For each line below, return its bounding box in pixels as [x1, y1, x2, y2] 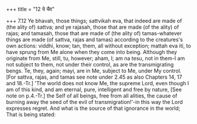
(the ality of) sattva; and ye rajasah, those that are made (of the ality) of [6, 24, 179, 31]
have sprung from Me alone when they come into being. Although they [6, 49, 178, 55]
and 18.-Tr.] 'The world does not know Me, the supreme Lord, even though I [6, 80, 189, 86]
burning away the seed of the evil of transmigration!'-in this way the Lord [6, 99, 183, 105]
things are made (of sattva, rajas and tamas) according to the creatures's [6, 36, 183, 43]
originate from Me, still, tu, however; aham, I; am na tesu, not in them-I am [6, 55, 185, 62]
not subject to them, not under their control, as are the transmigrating [6, 61, 174, 68]
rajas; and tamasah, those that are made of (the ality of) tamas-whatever [6, 30, 182, 36]
